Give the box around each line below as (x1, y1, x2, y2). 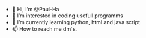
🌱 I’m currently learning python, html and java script (11, 19, 140, 25)
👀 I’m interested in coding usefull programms (11, 12, 123, 19)
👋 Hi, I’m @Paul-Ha (11, 6, 59, 13)
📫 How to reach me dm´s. (11, 25, 78, 33)
